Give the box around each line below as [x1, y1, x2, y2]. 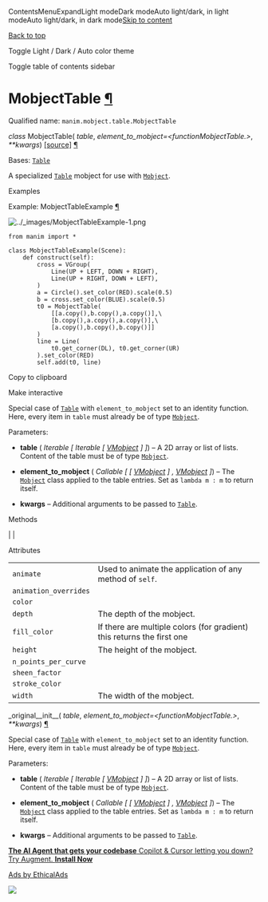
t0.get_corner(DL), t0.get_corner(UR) [50, 344, 180, 352]
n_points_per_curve [12, 657, 86, 666]
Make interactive [8, 387, 64, 398]
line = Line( [37, 337, 81, 346]
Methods [8, 514, 38, 524]
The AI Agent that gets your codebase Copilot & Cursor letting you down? [8, 845, 254, 855]
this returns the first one [97, 631, 188, 642]
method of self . [97, 573, 158, 584]
